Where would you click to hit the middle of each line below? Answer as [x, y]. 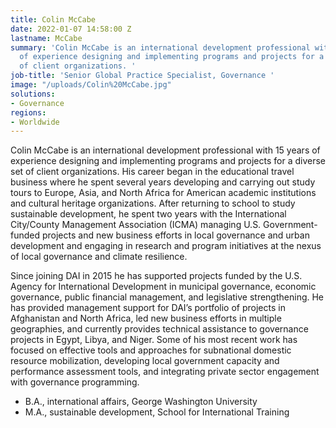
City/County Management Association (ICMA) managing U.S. [136, 225]
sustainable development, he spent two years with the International [148, 214]
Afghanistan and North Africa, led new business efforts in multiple [146, 318]
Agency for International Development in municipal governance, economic [163, 287]
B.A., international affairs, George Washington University [141, 402]
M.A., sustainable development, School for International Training [157, 412]
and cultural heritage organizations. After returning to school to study [153, 203]
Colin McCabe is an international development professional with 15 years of [165, 150]
